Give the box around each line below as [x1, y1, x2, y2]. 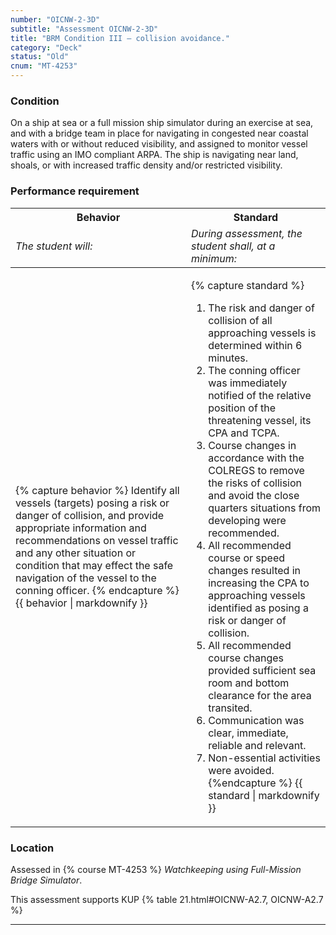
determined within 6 [208, 338, 303, 352]
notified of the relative [208, 388, 312, 402]
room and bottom [208, 676, 290, 690]
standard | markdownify [208, 788, 320, 802]
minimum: [190, 251, 237, 265]
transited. [208, 701, 253, 715]
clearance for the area [208, 688, 312, 702]
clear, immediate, [208, 726, 289, 740]
